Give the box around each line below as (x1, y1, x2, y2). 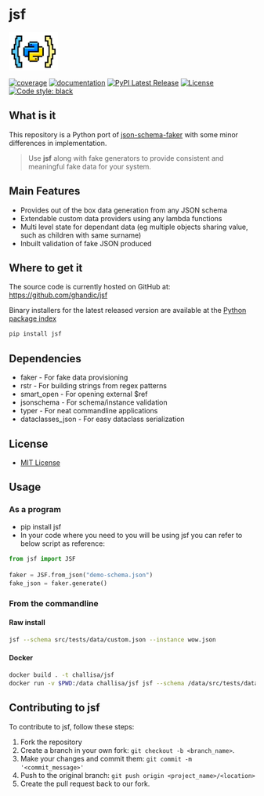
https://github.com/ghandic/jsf (9, 290, 108, 300)
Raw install (9, 617, 45, 627)
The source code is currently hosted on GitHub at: (9, 282, 171, 292)
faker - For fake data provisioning (20, 373, 128, 382)
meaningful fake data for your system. (27, 162, 152, 171)
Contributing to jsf (9, 701, 100, 714)
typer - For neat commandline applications (20, 406, 158, 416)
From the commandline (9, 598, 99, 609)
